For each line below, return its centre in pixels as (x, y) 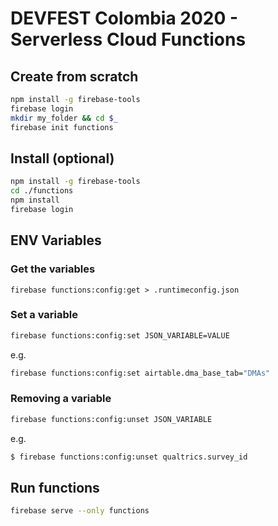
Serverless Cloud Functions (128, 39)
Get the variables (53, 269)
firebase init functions (62, 127)
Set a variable (44, 315)
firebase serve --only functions (80, 511)
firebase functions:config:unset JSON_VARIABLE (111, 419)
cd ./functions (42, 191)
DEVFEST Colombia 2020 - (124, 18)
